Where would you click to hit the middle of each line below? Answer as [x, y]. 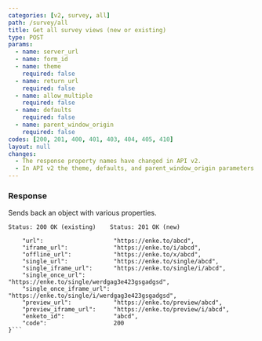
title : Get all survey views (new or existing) [87, 30]
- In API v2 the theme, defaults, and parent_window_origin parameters [135, 169]
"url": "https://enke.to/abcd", [108, 241]
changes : [22, 154]
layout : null [29, 147]
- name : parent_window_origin [64, 125]
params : [21, 45]
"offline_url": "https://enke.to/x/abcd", [112, 255]
